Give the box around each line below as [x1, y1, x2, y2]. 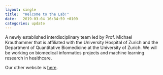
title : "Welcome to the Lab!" [5, 12, 69, 17]
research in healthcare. [5, 55, 52, 61]
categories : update [5, 21, 45, 26]
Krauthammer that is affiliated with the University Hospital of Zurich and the [5, 40, 159, 46]
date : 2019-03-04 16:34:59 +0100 [5, 16, 78, 21]
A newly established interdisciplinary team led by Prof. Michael [5, 34, 132, 40]
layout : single [5, 7, 36, 12]
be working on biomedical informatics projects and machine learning [5, 50, 144, 56]
